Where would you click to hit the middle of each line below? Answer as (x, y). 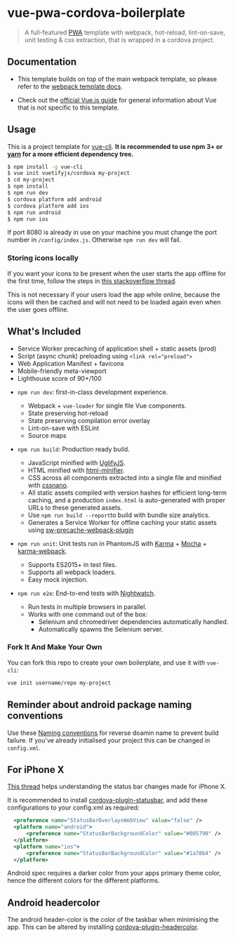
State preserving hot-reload (68, 413)
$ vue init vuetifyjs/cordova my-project (69, 174)
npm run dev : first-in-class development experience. (93, 392)
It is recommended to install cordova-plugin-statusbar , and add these (108, 800)
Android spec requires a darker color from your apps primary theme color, (114, 873)
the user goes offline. (38, 309)
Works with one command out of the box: (88, 614)
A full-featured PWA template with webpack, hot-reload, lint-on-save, (125, 32)
